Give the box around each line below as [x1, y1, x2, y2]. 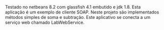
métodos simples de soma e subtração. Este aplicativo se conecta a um [5, 15, 151, 20]
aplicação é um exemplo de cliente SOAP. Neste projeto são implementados [5, 9, 159, 15]
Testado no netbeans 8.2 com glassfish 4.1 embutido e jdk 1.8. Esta [5, 4, 141, 10]
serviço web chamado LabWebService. [5, 19, 85, 25]
